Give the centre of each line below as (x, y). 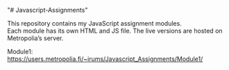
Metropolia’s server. (35, 38)
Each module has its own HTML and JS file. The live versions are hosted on (115, 31)
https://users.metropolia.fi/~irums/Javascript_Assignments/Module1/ (105, 59)
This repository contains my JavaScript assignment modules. (94, 23)
